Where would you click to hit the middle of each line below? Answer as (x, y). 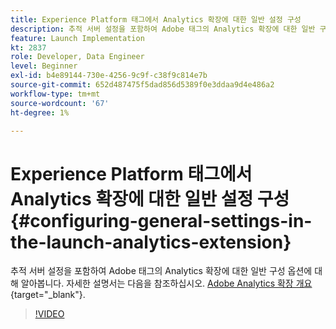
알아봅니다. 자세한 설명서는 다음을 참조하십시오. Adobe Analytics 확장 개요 (166, 283)
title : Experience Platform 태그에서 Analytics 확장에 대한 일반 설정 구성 (156, 19)
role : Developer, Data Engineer (77, 57)
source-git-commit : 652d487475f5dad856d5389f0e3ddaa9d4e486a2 (142, 85)
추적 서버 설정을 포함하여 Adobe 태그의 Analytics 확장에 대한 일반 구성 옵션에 (161, 271)
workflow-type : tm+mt (55, 94)
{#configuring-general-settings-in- (161, 220)
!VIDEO (49, 314)
